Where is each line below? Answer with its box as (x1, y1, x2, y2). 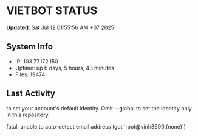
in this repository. (6, 111, 50, 118)
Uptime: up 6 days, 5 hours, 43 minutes (15, 64, 114, 71)
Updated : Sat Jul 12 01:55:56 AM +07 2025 (6, 24, 114, 31)
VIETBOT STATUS (6, 4, 98, 18)
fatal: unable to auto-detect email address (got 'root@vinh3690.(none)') (6, 123, 186, 130)
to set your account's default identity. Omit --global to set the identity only (6, 104, 193, 112)
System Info (6, 41, 53, 52)
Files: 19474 (15, 71, 46, 78)
